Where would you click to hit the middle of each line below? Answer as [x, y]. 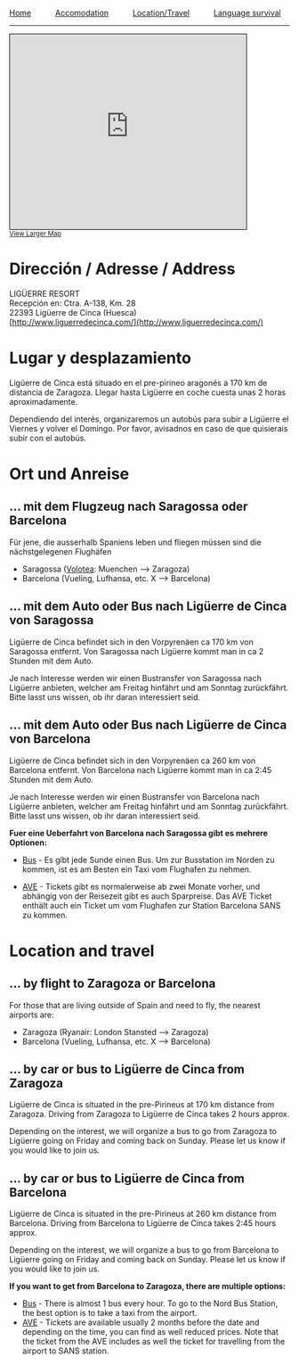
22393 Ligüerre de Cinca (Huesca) [73, 312]
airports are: [32, 1015]
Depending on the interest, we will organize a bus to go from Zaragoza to [143, 1131]
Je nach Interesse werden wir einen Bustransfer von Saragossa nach [136, 678]
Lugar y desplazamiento [100, 358]
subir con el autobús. [48, 438]
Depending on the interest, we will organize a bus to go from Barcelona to [144, 1250]
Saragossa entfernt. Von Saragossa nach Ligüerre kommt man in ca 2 [137, 651]
